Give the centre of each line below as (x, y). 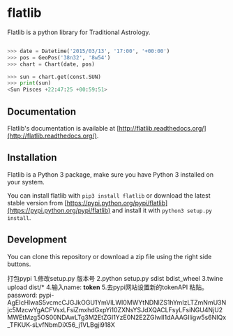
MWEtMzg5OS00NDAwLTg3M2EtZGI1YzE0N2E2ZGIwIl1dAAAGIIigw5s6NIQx (117, 317)
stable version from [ (37, 203)
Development (37, 240)
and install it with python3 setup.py (162, 210)
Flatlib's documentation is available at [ (63, 128)
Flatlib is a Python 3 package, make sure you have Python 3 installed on (111, 174)
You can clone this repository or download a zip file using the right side (110, 256)
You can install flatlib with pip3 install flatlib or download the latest (109, 195)
